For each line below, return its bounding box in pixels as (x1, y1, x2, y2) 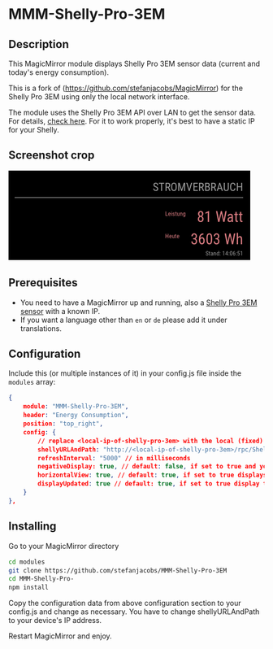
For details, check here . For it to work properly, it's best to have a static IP (8, 116, 255, 126)
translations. (19, 323, 63, 333)
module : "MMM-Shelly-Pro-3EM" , (23, 403, 129, 411)
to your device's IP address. (8, 616, 102, 625)
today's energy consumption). (8, 68, 110, 77)
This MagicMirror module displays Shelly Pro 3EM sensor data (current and (8, 59, 260, 68)
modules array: (8, 377, 56, 387)
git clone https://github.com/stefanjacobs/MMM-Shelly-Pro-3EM (8, 566, 227, 574)
